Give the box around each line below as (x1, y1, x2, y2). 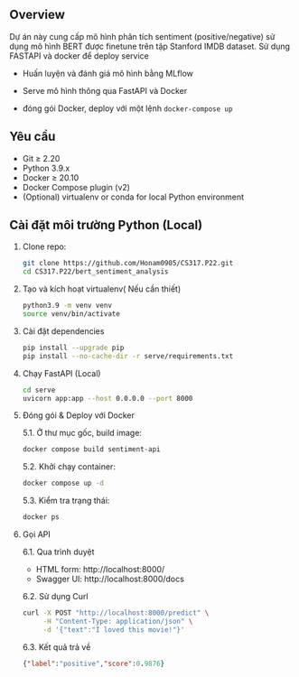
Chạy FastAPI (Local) (22, 367, 101, 378)
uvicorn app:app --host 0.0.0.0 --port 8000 (22, 394, 193, 403)
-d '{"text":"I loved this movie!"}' (42, 625, 185, 635)
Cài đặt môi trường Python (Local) (9, 218, 203, 233)
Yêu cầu (9, 129, 56, 144)
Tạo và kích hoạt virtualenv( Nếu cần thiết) (22, 283, 182, 294)
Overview (9, 7, 66, 23)
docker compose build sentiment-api (22, 445, 161, 454)
